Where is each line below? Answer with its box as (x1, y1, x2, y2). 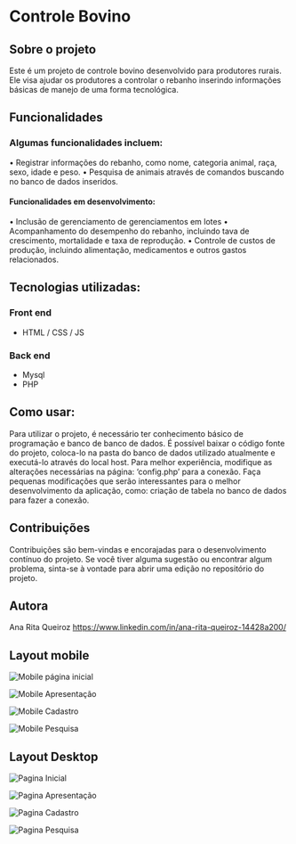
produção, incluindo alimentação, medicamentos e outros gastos (9, 244, 247, 255)
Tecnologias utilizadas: (9, 280, 140, 295)
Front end (9, 307, 52, 319)
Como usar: (9, 405, 76, 420)
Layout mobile (9, 648, 90, 663)
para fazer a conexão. (9, 495, 90, 505)
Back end (9, 349, 51, 362)
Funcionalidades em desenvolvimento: (9, 196, 156, 207)
